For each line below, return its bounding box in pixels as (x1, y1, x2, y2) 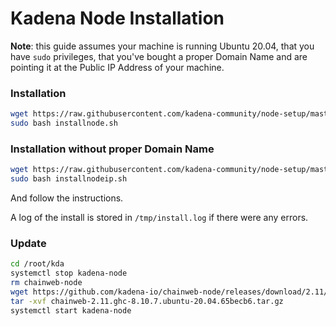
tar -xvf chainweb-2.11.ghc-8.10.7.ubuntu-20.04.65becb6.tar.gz (10, 296, 284, 306)
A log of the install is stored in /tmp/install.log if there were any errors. (10, 212, 309, 224)
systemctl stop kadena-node (10, 268, 128, 279)
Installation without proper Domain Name (10, 142, 215, 156)
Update (10, 236, 47, 250)
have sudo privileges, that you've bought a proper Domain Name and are (10, 50, 308, 62)
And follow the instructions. (10, 192, 124, 204)
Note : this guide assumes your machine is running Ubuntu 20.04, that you (10, 40, 315, 52)
